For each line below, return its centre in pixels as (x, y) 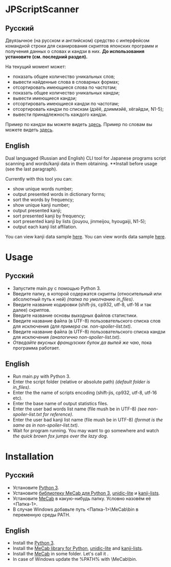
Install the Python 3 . (34, 543)
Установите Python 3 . (36, 487)
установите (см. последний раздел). (46, 57)
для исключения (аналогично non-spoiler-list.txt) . (67, 337)
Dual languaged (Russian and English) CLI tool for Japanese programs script (86, 158)
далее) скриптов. (31, 310)
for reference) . (58, 414)
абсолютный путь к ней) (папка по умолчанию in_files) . (73, 299)
